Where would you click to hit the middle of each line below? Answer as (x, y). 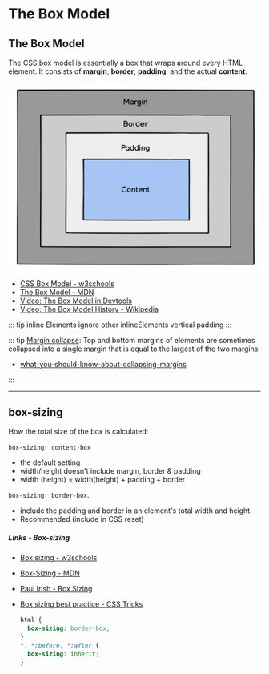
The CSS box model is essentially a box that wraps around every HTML (126, 63)
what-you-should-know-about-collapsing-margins (103, 364)
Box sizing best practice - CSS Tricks (81, 604)
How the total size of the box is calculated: (78, 432)
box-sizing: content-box (50, 448)
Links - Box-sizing (39, 537)
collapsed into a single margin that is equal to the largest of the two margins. (134, 349)
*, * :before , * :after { (60, 645)
